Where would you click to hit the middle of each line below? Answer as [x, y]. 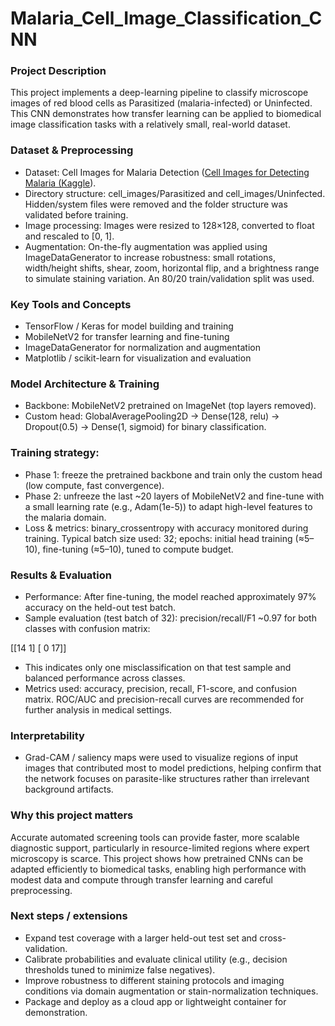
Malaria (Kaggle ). [60, 183]
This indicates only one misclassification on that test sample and [158, 667]
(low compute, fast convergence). [94, 485]
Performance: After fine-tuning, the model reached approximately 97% [170, 596]
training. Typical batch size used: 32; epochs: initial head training [158, 538]
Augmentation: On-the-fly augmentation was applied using [146, 246]
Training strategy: [55, 453]
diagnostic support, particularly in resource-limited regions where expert [160, 848]
